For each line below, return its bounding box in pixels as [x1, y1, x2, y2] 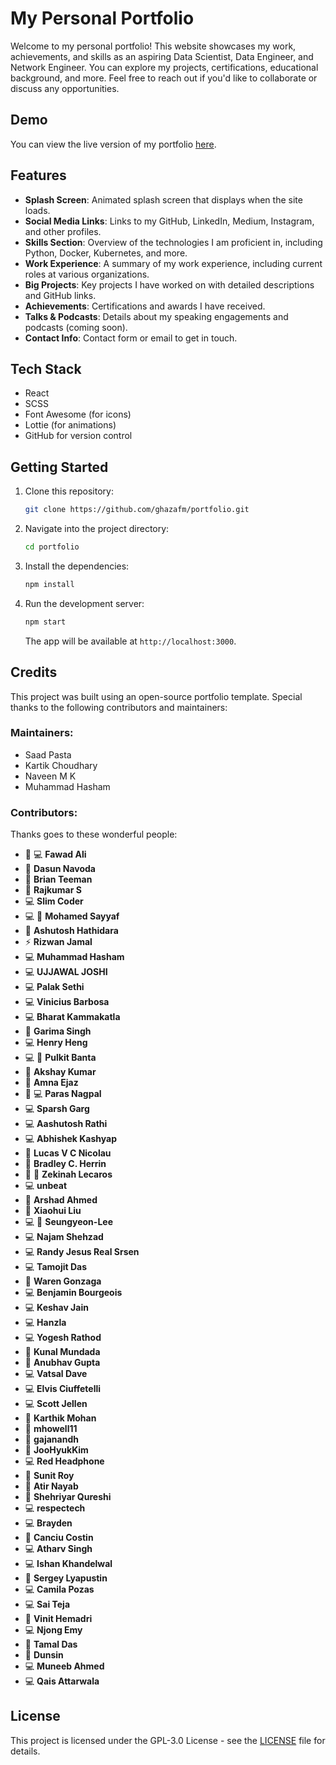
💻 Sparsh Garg [24, 1103, 90, 1115]
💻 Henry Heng [24, 1037, 88, 1049]
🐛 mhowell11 [24, 1423, 78, 1435]
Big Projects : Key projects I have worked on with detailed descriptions [24, 278, 315, 291]
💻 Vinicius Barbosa [24, 996, 110, 1008]
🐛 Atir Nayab [24, 1480, 79, 1492]
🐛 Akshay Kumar [24, 1066, 97, 1078]
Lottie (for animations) [24, 419, 117, 431]
